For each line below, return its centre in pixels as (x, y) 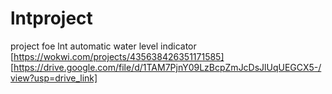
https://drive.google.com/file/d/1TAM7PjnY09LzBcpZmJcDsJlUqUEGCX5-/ (167, 67)
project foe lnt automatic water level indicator (103, 46)
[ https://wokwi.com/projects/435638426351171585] (117, 56)
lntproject (51, 18)
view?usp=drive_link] (54, 78)
